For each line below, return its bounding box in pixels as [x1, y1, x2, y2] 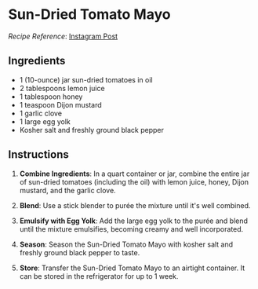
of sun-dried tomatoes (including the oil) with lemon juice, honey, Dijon [19, 177, 249, 186]
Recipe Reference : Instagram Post [8, 31, 118, 41]
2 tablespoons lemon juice [19, 83, 105, 93]
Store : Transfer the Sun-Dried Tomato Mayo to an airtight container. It [19, 263, 245, 273]
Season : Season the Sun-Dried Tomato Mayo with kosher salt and [19, 240, 234, 249]
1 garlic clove [19, 108, 63, 118]
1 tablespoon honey [19, 92, 83, 101]
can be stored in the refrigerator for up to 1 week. [19, 271, 179, 280]
